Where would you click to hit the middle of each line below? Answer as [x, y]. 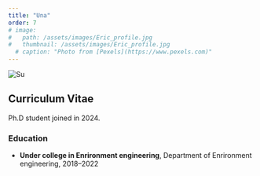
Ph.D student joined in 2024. [54, 118]
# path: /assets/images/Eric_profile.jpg [81, 37]
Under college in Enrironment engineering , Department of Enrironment [136, 156]
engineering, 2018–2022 [59, 164]
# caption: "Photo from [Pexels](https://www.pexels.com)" [114, 52]
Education [28, 138]
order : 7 [22, 23]
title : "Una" [29, 15]
